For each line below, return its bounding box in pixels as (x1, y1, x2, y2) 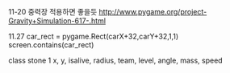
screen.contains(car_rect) (8, 40, 94, 50)
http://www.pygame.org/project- (98, 7, 207, 16)
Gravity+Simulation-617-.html (8, 16, 107, 26)
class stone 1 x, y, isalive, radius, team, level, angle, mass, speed (8, 55, 224, 65)
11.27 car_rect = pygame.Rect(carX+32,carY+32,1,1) (8, 31, 179, 41)
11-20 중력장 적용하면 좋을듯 (8, 7, 98, 16)
